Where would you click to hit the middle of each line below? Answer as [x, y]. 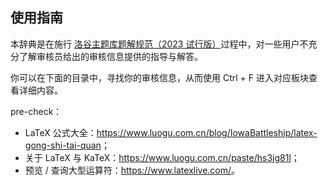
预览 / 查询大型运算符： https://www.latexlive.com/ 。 [132, 170]
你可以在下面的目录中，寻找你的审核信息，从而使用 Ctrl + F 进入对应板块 [159, 77]
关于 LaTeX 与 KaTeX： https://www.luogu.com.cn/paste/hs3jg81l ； [162, 157]
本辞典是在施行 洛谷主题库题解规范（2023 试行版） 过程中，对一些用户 [155, 44]
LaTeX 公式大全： [60, 132]
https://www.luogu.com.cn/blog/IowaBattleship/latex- [207, 132]
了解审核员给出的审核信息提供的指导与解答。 [110, 56]
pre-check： [36, 111]
